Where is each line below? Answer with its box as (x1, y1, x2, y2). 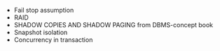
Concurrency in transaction (13, 36, 93, 44)
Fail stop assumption (13, 6, 74, 14)
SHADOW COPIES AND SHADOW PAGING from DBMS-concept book (13, 21, 214, 29)
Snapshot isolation (13, 28, 68, 36)
